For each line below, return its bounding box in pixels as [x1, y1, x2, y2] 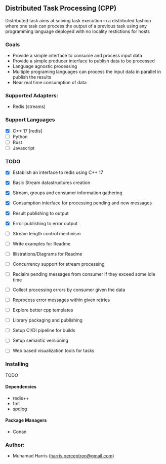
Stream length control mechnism [12, 230, 81, 236]
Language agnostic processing [12, 63, 77, 69]
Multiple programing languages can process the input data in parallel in [12, 68, 161, 75]
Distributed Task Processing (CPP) [5, 4, 117, 13]
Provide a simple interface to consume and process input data [12, 53, 143, 59]
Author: [5, 441, 25, 448]
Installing [5, 361, 29, 368]
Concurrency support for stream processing [12, 261, 105, 267]
